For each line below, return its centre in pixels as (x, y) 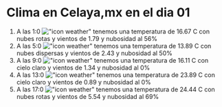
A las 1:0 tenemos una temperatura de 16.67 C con (113, 31)
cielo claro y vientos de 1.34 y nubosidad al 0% (83, 67)
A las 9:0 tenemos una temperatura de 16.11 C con (112, 60)
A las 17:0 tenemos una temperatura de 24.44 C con (116, 89)
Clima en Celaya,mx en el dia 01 (98, 13)
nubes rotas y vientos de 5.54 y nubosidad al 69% (88, 96)
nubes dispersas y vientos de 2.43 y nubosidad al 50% (94, 53)
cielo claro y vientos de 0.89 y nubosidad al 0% (84, 82)
